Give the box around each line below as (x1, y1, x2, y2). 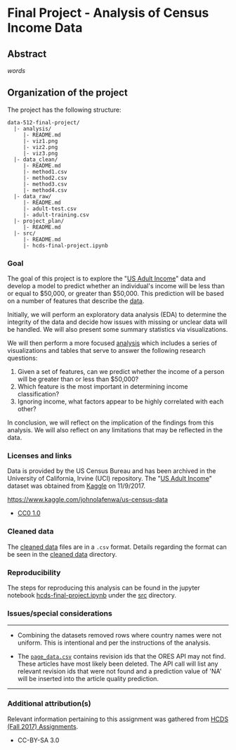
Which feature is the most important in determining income (17, 382, 188, 391)
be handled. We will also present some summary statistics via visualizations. (7, 325, 228, 334)
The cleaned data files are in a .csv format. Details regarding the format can (7, 543, 227, 551)
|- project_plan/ (13, 217, 65, 224)
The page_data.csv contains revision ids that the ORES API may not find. (17, 652, 226, 661)
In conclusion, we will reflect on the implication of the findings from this (7, 418, 214, 427)
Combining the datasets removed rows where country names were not (17, 631, 222, 640)
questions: (7, 354, 38, 363)
